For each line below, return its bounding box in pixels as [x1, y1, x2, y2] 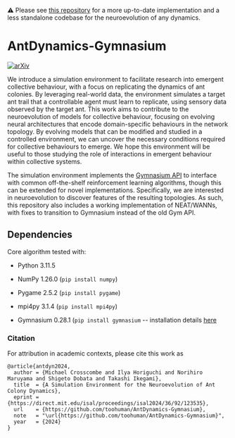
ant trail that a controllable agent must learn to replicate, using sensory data [7, 97, 227, 106]
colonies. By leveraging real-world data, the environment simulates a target [7, 89, 225, 98]
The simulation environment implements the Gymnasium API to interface [7, 170, 217, 179]
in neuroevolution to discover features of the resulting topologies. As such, [7, 193, 224, 201]
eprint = [13, 394, 39, 401]
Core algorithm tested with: [7, 247, 87, 256]
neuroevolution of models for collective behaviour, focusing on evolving [7, 112, 215, 120]
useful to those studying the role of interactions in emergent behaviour [7, 149, 212, 158]
